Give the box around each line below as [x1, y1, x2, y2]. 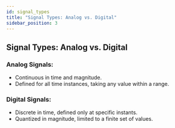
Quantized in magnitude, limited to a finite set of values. [14, 115, 153, 123]
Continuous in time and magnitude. [14, 74, 102, 81]
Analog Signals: [6, 60, 54, 69]
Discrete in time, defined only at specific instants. [14, 109, 138, 116]
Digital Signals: [6, 95, 52, 103]
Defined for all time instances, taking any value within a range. [14, 81, 170, 88]
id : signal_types [6, 8, 50, 15]
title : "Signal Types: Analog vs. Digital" [6, 14, 117, 20]
